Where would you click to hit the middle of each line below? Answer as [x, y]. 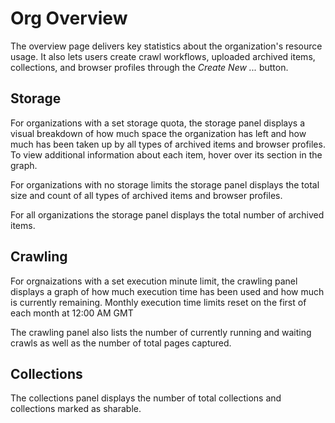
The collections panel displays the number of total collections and [146, 398]
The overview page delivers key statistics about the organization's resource [166, 46]
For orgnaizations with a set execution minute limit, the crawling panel [154, 281]
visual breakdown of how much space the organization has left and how [158, 133]
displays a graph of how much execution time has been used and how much [167, 291]
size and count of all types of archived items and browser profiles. [146, 195]
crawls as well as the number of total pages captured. [121, 343]
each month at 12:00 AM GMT [72, 313]
